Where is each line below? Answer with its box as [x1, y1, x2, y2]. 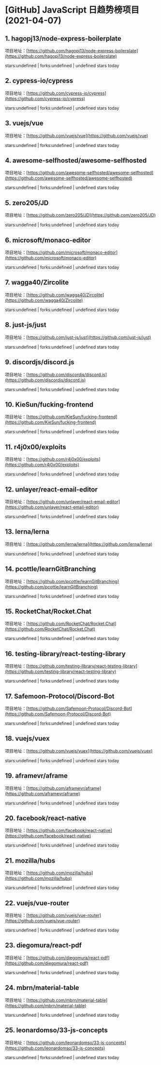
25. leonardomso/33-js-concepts [5, 1026, 108, 1034]
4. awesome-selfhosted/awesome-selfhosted [5, 156, 147, 165]
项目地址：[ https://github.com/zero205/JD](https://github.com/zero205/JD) [5, 212, 156, 218]
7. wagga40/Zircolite [5, 279, 69, 287]
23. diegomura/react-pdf [5, 941, 82, 950]
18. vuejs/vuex [5, 735, 50, 743]
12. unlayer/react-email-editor [5, 485, 98, 493]
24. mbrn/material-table [5, 983, 79, 992]
